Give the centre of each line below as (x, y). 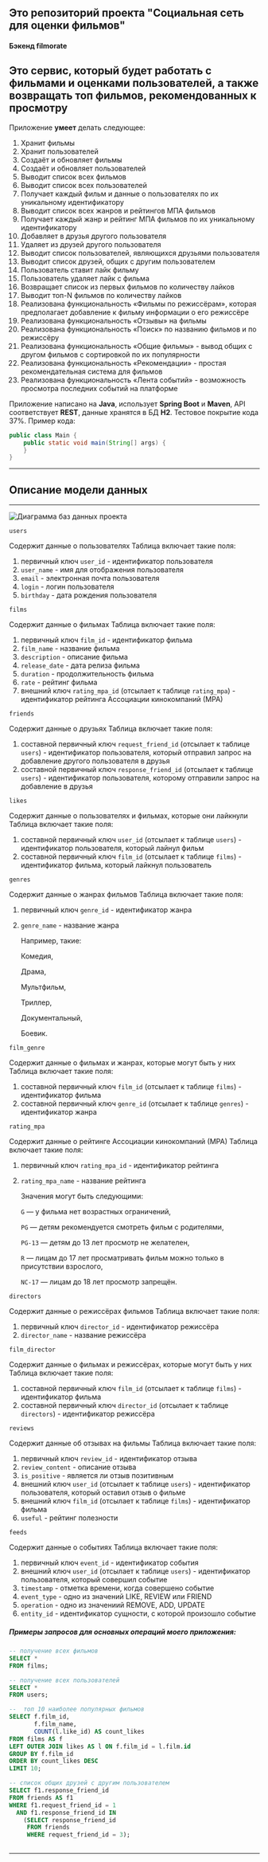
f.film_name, (56, 1724)
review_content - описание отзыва (78, 1467)
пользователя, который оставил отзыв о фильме (103, 1492)
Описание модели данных (78, 490)
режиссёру (40, 337)
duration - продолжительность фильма (87, 674)
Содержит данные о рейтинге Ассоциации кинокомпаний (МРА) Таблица (133, 1142)
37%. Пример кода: (43, 421)
